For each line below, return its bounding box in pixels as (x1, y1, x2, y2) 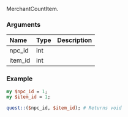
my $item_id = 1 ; (6, 94, 51, 100)
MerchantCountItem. (6, 5, 59, 12)
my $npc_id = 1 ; (6, 88, 48, 94)
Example (6, 74, 33, 83)
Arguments (6, 20, 41, 29)
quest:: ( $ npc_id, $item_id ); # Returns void (6, 105, 122, 112)
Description (57, 36, 92, 44)
